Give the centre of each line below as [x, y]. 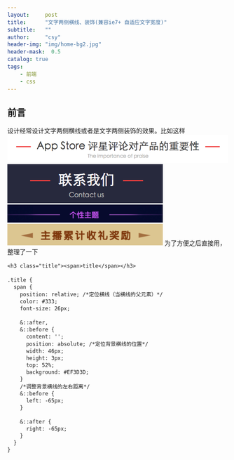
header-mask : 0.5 [34, 52]
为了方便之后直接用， [195, 243]
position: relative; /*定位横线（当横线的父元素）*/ [91, 294]
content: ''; [45, 336]
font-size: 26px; [45, 308]
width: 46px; [45, 351]
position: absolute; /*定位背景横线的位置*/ [87, 344]
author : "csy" [34, 37]
